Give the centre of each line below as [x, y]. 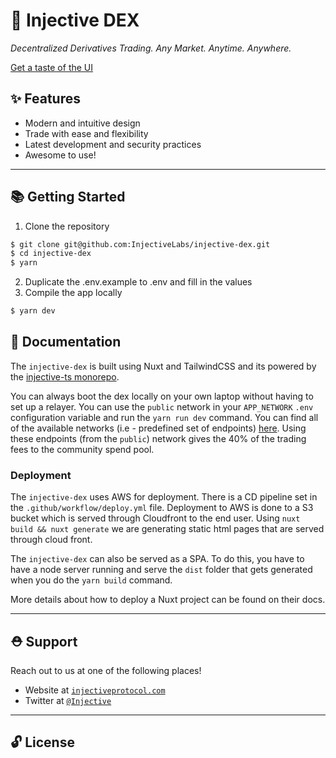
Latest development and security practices [113, 144]
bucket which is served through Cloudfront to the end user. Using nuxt [155, 518]
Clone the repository [67, 226]
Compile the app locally [73, 293]
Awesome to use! [60, 155]
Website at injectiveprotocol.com [95, 690]
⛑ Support [44, 641]
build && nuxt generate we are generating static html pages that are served [167, 529]
